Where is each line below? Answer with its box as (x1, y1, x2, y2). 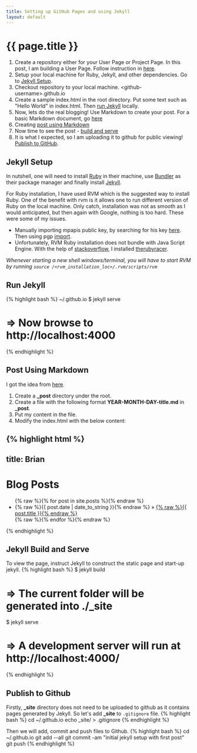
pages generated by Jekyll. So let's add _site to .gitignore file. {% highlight (6, 710, 191, 717)
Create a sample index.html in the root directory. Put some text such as (14, 96, 187, 103)
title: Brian (6, 454, 45, 464)
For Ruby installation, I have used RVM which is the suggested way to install (6, 190, 190, 198)
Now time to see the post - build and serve (14, 128, 119, 135)
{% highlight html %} (6, 434, 85, 444)
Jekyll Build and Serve (6, 544, 90, 554)
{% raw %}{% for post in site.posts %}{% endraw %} (14, 497, 144, 504)
